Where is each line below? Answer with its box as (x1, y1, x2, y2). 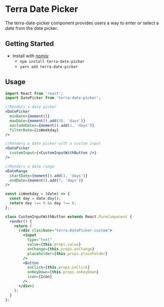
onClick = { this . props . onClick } (27, 265, 90, 270)
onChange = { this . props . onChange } (27, 246, 94, 251)
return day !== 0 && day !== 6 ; (9, 201, 77, 206)
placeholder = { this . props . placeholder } (27, 251, 108, 256)
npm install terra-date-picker (19, 59, 85, 64)
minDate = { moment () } (9, 114, 50, 119)
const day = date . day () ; (9, 196, 61, 201)
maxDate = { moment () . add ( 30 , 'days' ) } (9, 118, 85, 123)
